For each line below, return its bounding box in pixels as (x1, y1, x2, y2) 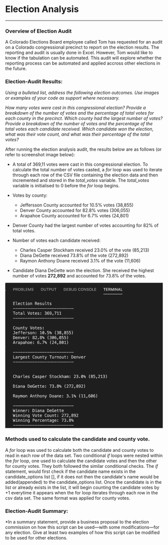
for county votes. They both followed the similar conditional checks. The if (5, 463, 158, 469)
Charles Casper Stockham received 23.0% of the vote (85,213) (19, 247, 149, 253)
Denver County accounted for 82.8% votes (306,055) (19, 207, 130, 213)
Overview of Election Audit (5, 28, 72, 35)
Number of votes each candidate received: (12, 237, 101, 243)
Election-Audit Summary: (5, 507, 68, 514)
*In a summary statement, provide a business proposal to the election (5, 519, 149, 525)
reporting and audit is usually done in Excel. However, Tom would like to (5, 50, 153, 56)
